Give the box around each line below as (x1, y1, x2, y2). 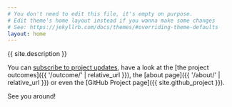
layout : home (7, 30, 46, 38)
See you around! (7, 92, 56, 101)
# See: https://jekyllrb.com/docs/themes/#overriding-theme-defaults (7, 23, 219, 30)
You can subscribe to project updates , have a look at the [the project (7, 63, 209, 72)
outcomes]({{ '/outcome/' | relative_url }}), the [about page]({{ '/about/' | (7, 71, 221, 79)
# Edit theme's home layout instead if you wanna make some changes (7, 17, 216, 24)
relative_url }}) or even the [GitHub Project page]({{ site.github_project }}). (7, 79, 225, 87)
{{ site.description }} (7, 50, 68, 58)
